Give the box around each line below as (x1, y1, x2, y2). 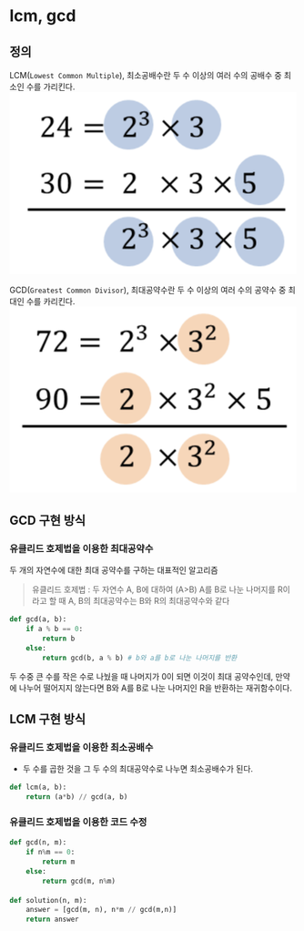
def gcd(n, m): (9, 838, 67, 847)
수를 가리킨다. (25, 81, 76, 92)
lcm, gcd (9, 5, 76, 26)
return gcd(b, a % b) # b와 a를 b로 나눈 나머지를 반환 (42, 653, 238, 662)
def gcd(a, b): (9, 615, 67, 624)
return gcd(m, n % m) (42, 876, 117, 885)
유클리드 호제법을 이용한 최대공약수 (9, 542, 154, 555)
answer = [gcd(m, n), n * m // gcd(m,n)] (25, 905, 177, 915)
